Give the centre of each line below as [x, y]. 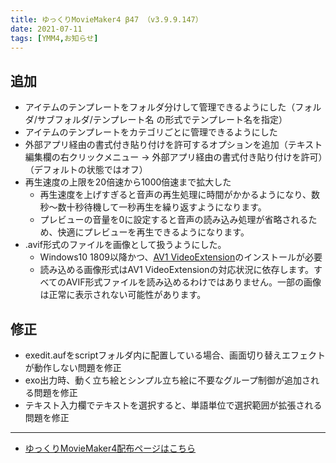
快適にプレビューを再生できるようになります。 [153, 232]
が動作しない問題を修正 [73, 367]
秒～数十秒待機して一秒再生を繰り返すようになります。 [153, 207]
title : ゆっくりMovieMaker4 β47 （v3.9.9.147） [106, 19]
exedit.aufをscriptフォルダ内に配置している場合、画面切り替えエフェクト [175, 355]
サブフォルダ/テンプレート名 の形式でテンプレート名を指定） [162, 120]
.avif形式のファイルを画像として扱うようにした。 [125, 245]
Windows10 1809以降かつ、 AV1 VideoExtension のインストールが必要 [181, 257]
